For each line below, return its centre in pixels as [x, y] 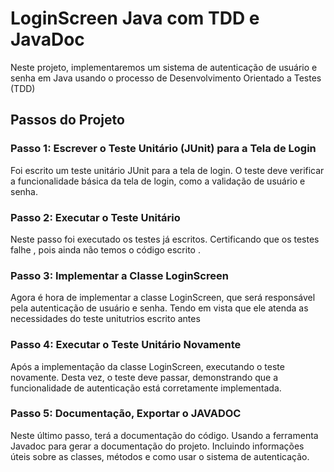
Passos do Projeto [67, 120]
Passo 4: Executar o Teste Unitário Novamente [126, 345]
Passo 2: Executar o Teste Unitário [95, 217]
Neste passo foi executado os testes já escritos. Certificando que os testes [165, 239]
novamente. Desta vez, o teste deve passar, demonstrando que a [144, 377]
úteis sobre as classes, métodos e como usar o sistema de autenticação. [160, 456]
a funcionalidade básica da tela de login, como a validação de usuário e [158, 181]
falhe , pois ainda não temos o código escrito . [105, 249]
